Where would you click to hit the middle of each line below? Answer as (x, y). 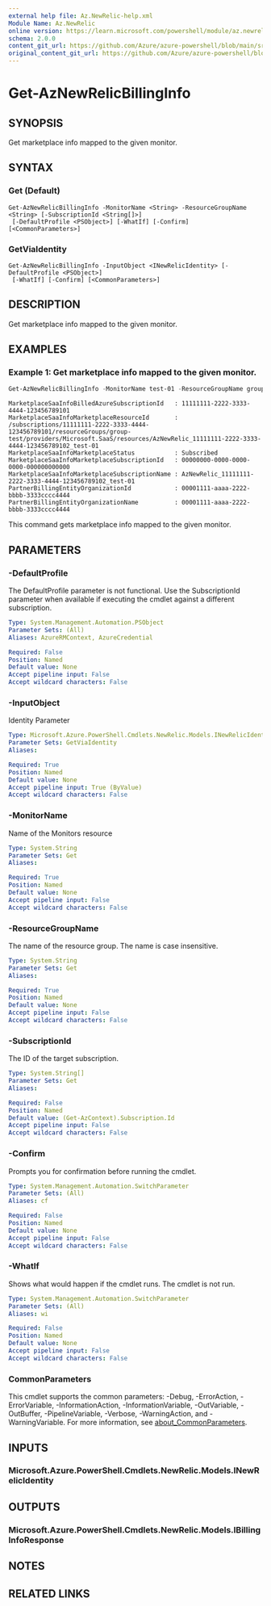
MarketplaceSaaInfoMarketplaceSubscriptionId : (94, 460)
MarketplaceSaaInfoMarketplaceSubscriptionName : (94, 474)
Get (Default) (34, 191)
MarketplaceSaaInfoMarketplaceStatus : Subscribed (113, 453)
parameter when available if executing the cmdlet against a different (122, 599)
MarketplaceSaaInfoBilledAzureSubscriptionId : (94, 404)
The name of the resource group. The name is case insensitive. (113, 946)
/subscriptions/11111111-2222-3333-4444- (79, 425)
